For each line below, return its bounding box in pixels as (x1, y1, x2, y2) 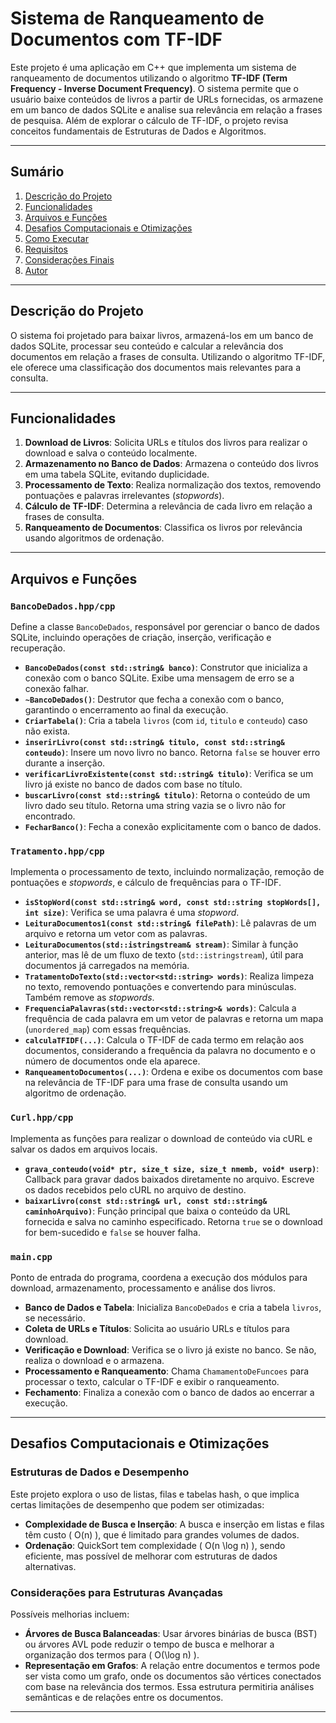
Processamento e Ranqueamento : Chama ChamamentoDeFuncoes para (24, 1365, 310, 1377)
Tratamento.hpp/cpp (10, 845, 105, 857)
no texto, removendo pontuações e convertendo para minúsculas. (24, 981, 297, 993)
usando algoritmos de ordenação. (24, 532, 165, 544)
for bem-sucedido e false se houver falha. (24, 1226, 201, 1238)
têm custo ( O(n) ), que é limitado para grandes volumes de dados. (24, 1528, 300, 1541)
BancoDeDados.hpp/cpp (10, 600, 116, 612)
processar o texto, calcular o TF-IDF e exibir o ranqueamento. (24, 1375, 280, 1387)
